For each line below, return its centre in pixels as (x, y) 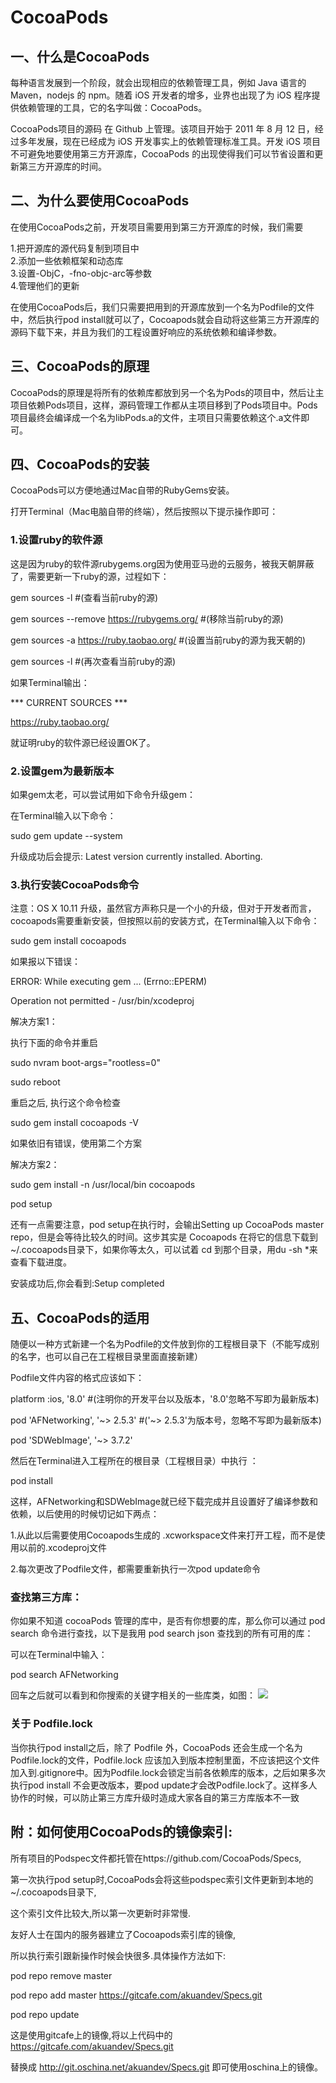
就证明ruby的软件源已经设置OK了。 (83, 742)
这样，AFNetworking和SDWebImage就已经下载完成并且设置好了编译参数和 (164, 1502)
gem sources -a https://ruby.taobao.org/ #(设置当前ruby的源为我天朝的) (158, 640)
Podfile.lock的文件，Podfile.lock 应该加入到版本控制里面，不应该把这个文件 (165, 1760)
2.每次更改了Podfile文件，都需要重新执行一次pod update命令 (135, 1569)
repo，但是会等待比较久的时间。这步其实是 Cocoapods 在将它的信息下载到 (164, 1237)
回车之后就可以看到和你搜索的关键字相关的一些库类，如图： (133, 1695)
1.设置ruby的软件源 (56, 540)
